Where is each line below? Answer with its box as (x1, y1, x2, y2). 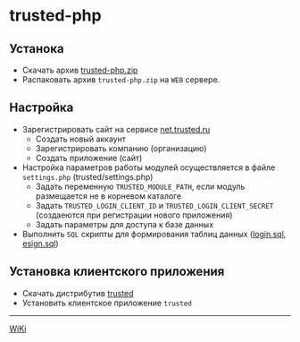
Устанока (9, 41, 64, 56)
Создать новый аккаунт (35, 133, 127, 144)
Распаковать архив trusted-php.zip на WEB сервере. (21, 74, 221, 85)
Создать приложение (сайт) (35, 152, 143, 163)
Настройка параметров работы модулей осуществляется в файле (21, 162, 276, 173)
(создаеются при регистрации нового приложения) (35, 209, 233, 220)
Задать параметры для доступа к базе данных (35, 218, 214, 229)
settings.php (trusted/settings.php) (21, 171, 154, 182)
